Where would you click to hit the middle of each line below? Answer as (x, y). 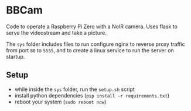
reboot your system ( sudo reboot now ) (60, 102)
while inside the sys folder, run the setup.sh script (74, 89)
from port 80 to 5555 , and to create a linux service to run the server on (90, 50)
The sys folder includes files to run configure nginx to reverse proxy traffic (96, 44)
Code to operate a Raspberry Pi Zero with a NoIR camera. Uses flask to (92, 26)
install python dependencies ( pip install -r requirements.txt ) (92, 95)
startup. (16, 56)
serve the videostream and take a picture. (56, 32)
